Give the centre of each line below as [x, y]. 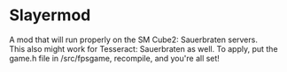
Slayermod [50, 15]
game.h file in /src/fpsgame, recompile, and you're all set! [114, 58]
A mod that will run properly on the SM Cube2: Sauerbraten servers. [134, 40]
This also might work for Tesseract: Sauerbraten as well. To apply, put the [143, 48]
